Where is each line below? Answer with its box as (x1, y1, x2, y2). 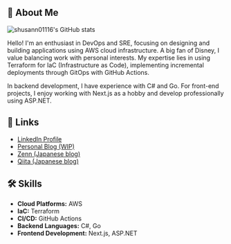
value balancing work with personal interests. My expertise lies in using (7, 53, 211, 62)
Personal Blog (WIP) (17, 142, 75, 150)
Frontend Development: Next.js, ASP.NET (17, 229, 138, 238)
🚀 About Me (7, 7, 59, 19)
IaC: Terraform (17, 207, 60, 216)
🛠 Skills (7, 178, 43, 190)
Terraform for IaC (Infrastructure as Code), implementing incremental (7, 60, 204, 69)
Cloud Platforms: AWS (17, 200, 83, 208)
